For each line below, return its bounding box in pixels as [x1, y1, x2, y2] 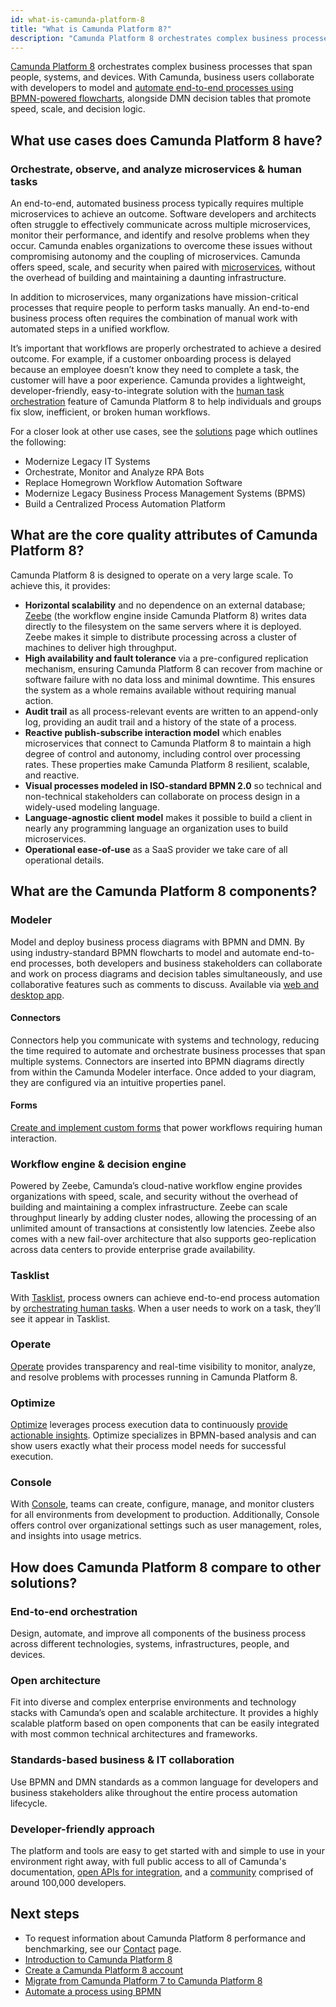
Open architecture [10, 1674, 102, 1688]
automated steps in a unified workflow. [10, 323, 170, 335]
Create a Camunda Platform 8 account [24, 1964, 184, 1976]
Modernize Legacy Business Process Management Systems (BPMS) [24, 487, 307, 500]
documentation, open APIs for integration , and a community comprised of [10, 1866, 314, 1878]
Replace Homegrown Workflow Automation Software [24, 477, 243, 489]
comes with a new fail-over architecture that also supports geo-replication [10, 1233, 317, 1245]
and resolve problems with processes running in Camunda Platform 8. [10, 1371, 298, 1383]
